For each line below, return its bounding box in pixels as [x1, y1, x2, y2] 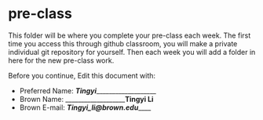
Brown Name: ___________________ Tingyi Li [19, 94, 154, 104]
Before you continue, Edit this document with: [8, 71, 155, 80]
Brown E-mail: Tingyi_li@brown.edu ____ [19, 103, 152, 112]
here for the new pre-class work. [8, 56, 115, 65]
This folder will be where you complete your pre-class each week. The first [8, 31, 251, 40]
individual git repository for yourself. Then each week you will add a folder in [8, 47, 256, 56]
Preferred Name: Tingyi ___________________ [19, 85, 157, 95]
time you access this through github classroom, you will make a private [8, 38, 238, 48]
